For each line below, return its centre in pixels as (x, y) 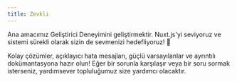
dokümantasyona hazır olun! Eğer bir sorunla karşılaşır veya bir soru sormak (118, 63)
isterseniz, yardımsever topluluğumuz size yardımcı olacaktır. (97, 71)
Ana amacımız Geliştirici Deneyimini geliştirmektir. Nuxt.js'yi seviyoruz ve (115, 34)
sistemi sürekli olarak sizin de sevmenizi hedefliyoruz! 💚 (89, 42)
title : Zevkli (28, 14)
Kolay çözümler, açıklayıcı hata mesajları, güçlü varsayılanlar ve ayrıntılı (111, 56)
